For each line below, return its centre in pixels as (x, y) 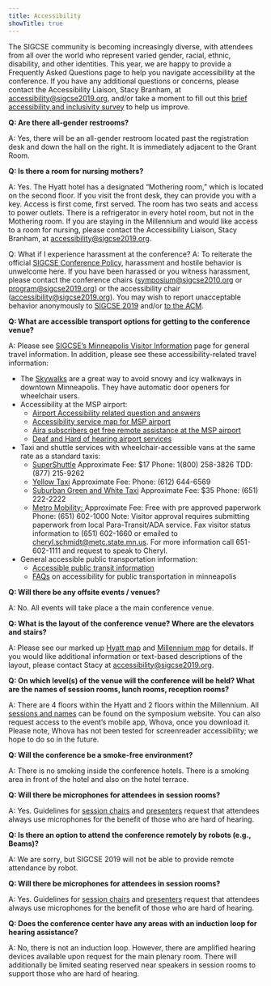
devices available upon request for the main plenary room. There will (123, 956)
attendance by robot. (43, 868)
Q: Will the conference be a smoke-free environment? (101, 754)
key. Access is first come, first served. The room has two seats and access (133, 204)
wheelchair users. (50, 395)
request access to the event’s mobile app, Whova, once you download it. (129, 722)
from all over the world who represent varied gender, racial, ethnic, (120, 55)
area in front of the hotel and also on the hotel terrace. (99, 779)
